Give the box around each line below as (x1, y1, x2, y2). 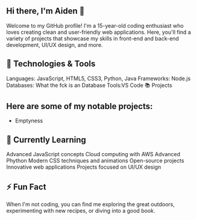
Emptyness (14, 117, 43, 124)
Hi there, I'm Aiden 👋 (6, 6, 85, 16)
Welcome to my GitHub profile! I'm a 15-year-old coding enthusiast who (6, 22, 184, 29)
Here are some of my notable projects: (6, 101, 153, 112)
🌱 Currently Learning (6, 134, 86, 145)
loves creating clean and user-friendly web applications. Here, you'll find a (6, 28, 191, 36)
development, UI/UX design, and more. (6, 41, 103, 48)
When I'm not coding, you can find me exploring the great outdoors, (6, 201, 175, 208)
